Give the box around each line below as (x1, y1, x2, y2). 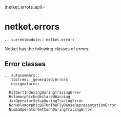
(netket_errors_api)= (4, 4, 45, 10)
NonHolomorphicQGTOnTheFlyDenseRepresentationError (9, 102, 117, 108)
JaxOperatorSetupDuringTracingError (9, 98, 83, 103)
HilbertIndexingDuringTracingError (9, 90, 81, 95)
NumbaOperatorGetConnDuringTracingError (9, 107, 92, 112)
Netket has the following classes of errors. (4, 46, 90, 52)
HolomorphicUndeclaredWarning (9, 94, 70, 99)
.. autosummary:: (4, 73, 40, 78)
